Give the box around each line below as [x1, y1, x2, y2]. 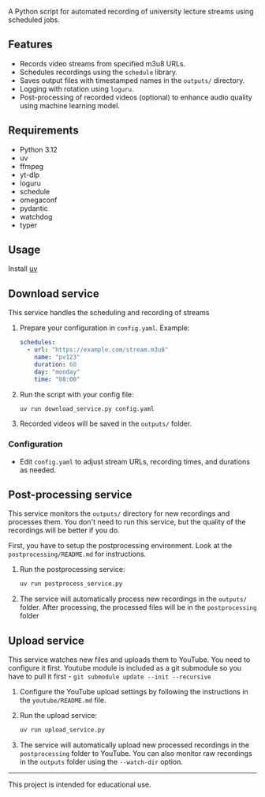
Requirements [8, 124, 79, 137]
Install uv [8, 264, 38, 273]
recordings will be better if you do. [8, 525, 120, 536]
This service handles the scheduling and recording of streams [8, 308, 210, 318]
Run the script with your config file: [19, 389, 134, 399]
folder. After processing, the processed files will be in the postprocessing [19, 603, 257, 612]
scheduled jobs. [8, 15, 61, 24]
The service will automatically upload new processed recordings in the [19, 740, 250, 750]
